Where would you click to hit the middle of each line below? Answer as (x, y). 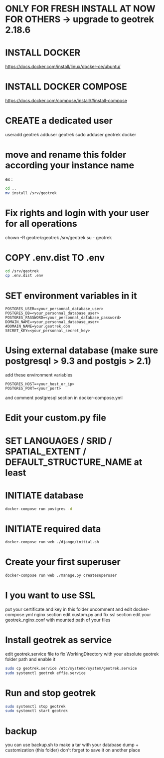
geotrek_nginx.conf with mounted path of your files (58, 620)
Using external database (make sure (82, 351)
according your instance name (70, 166)
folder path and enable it (30, 659)
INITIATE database (44, 495)
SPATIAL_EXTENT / (46, 451)
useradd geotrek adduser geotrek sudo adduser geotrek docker (71, 135)
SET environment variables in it (71, 296)
